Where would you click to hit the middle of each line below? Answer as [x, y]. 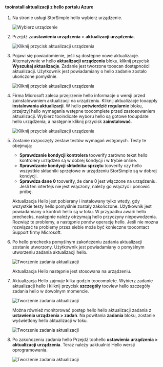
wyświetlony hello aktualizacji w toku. [50, 320]
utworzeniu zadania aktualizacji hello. [50, 252]
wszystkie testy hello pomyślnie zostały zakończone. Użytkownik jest [82, 206]
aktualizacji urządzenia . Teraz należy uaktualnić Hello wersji [73, 345]
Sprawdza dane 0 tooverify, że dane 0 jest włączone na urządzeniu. [88, 181]
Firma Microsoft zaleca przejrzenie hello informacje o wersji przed [79, 96]
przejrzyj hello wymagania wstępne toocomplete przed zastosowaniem [83, 111]
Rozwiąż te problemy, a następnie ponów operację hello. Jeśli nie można [85, 222]
